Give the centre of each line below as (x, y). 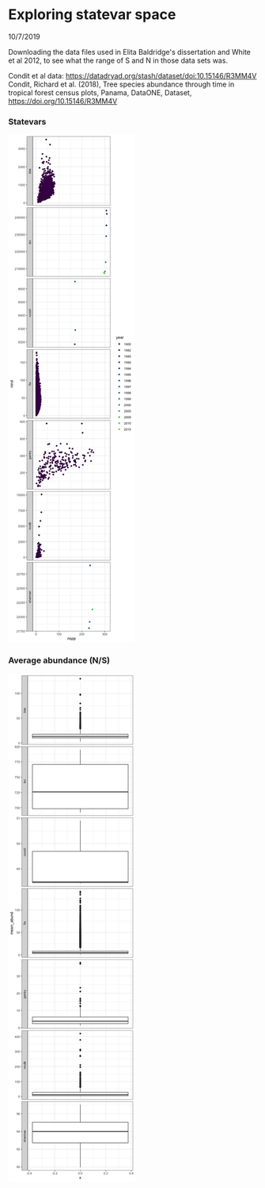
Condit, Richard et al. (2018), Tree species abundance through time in (121, 84)
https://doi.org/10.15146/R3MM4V (63, 101)
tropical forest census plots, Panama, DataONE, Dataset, (100, 92)
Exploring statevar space (92, 15)
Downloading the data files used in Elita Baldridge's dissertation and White (129, 52)
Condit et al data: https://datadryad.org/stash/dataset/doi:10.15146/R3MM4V (132, 75)
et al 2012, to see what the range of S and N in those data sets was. (118, 60)
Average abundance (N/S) (59, 660)
